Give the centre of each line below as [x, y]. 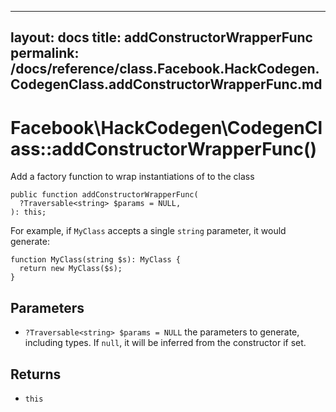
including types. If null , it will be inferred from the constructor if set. [165, 343]
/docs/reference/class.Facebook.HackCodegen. [165, 69]
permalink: [45, 53]
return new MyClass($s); [71, 269]
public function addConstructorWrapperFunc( [104, 195]
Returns [36, 374]
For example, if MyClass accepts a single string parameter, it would [148, 231]
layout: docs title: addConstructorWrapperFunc [161, 37]
